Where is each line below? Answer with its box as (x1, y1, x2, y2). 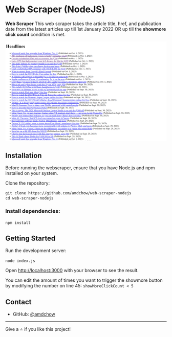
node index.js (5, 258, 36, 264)
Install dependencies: (5, 208, 60, 215)
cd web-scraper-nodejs (5, 196, 54, 201)
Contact (5, 298, 32, 306)
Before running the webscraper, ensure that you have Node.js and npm (5, 165, 155, 171)
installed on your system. (5, 170, 58, 176)
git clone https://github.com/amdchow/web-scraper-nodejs (5, 191, 132, 196)
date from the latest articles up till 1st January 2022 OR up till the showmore (5, 26, 166, 32)
